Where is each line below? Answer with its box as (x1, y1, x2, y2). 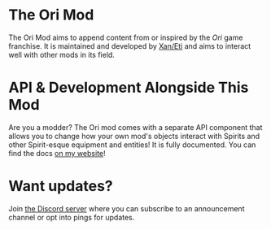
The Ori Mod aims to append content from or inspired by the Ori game (8, 33, 243, 42)
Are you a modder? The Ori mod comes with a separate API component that (8, 122, 263, 132)
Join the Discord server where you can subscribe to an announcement (8, 203, 245, 213)
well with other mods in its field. (8, 50, 116, 59)
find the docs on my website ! (8, 148, 106, 158)
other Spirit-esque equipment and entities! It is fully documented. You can (8, 140, 256, 150)
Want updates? (8, 177, 114, 196)
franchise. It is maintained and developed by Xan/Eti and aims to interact (8, 41, 251, 50)
